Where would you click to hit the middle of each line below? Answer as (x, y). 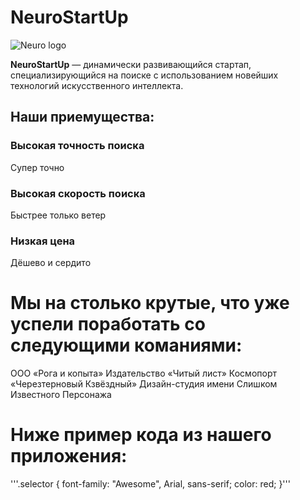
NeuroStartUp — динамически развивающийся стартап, (131, 64)
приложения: (69, 456)
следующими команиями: (126, 345)
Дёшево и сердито (51, 263)
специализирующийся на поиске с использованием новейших (144, 75)
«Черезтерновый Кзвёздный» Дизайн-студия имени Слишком (144, 384)
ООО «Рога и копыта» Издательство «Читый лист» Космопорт (143, 373)
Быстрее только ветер (58, 215)
